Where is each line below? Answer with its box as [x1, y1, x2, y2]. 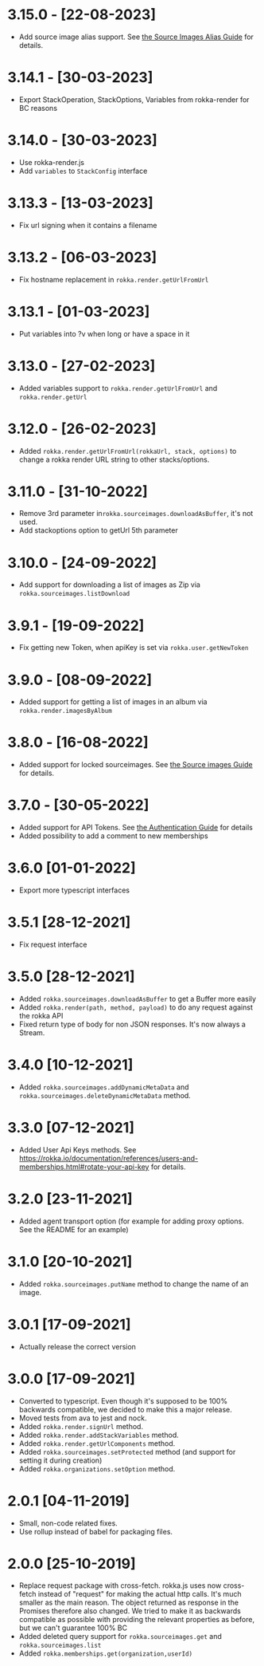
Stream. [18, 1027, 45, 1038]
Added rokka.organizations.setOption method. [18, 1463, 176, 1473]
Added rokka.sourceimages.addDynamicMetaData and [18, 1082, 189, 1092]
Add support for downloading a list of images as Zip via [18, 580, 200, 589]
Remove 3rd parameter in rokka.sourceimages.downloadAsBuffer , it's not [18, 509, 254, 518]
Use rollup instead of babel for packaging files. [18, 1526, 173, 1536]
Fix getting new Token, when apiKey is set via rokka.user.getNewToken [18, 643, 249, 652]
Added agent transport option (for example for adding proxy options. [18, 1216, 244, 1226]
